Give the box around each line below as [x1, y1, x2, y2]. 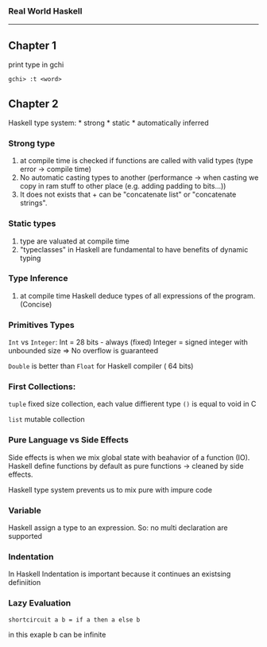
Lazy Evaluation [8, 598, 72, 609]
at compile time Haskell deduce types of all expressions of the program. [19, 290, 256, 300]
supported [8, 532, 42, 540]
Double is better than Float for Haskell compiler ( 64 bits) [8, 361, 194, 371]
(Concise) [19, 299, 52, 309]
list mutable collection [8, 415, 85, 424]
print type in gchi [8, 60, 64, 69]
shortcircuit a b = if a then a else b [8, 615, 141, 624]
